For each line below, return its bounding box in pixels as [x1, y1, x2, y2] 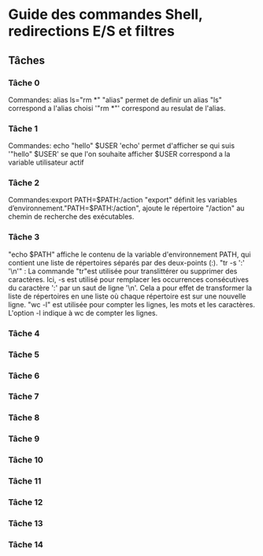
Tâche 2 [8, 177, 39, 188]
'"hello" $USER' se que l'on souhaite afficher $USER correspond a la [8, 150, 231, 159]
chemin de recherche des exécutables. [8, 212, 135, 221]
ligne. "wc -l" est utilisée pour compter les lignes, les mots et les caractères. [8, 299, 256, 309]
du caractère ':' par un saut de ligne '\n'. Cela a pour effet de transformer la [8, 283, 252, 292]
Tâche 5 [8, 349, 39, 360]
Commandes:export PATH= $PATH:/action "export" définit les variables [8, 195, 238, 205]
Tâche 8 [8, 412, 40, 423]
